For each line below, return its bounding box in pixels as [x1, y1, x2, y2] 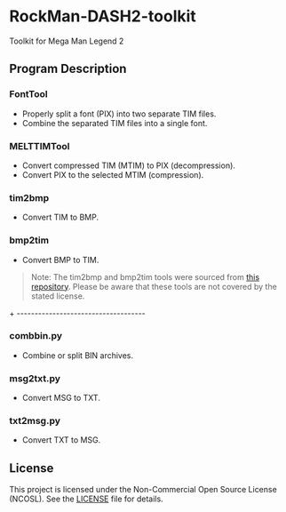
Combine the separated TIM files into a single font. [21, 117, 208, 128]
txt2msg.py [9, 415, 60, 428]
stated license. [30, 291, 85, 301]
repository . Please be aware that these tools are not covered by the [30, 281, 277, 292]
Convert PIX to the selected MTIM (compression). [21, 169, 204, 180]
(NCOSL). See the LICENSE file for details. [9, 493, 163, 504]
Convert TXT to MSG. [21, 435, 101, 445]
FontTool [9, 88, 48, 100]
